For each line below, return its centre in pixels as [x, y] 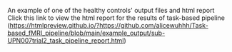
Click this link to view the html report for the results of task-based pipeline [116, 18]
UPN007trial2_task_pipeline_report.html [66, 41]
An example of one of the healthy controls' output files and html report [111, 10]
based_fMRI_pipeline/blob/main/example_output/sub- [86, 33]
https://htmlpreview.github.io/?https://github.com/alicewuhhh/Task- [109, 25]
